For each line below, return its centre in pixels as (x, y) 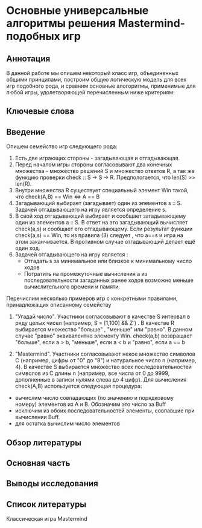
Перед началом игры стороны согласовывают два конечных (93, 165)
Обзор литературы (44, 442)
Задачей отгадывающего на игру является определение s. (91, 210)
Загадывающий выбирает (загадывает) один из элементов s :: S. (98, 203)
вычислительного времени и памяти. (72, 287)
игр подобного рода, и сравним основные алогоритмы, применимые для (101, 86)
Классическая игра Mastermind (47, 519)
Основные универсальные (77, 11)
